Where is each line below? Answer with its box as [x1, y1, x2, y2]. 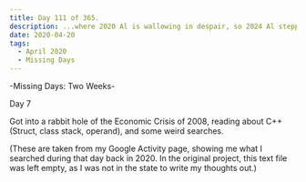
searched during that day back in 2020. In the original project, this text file [9, 153, 288, 164]
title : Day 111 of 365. [9, 13, 100, 23]
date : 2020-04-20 [9, 30, 76, 39]
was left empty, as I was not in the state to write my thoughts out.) [9, 163, 258, 173]
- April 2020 [17, 47, 67, 56]
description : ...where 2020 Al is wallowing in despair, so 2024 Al [9, 22, 275, 31]
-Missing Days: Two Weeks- [9, 81, 116, 91]
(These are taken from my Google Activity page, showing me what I [9, 143, 262, 154]
